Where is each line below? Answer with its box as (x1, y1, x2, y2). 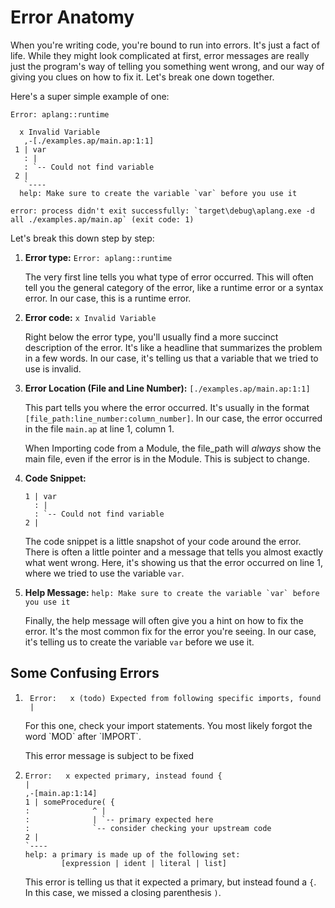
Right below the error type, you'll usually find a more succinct (24, 331, 279, 343)
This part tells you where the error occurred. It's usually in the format (24, 401, 310, 413)
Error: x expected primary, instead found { (24, 771, 223, 781)
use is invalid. (24, 362, 82, 375)
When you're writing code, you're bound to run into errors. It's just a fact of (10, 39, 320, 51)
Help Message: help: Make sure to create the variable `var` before (24, 586, 320, 598)
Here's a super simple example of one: (10, 90, 170, 102)
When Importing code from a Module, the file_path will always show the (24, 442, 322, 454)
